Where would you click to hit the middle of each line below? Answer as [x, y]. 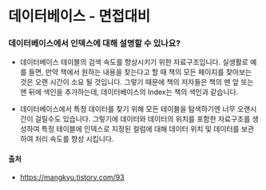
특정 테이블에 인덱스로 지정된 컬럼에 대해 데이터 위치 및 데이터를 [140, 129]
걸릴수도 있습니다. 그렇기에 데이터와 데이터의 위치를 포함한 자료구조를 [143, 119]
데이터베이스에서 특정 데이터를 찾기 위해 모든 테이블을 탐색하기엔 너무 [127, 109]
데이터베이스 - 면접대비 [79, 16]
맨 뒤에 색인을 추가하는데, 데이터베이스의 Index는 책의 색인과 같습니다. [129, 92]
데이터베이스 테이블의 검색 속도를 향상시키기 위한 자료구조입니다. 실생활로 [134, 62]
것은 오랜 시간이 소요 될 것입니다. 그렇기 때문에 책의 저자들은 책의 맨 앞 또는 [137, 82]
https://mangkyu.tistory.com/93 [72, 177]
